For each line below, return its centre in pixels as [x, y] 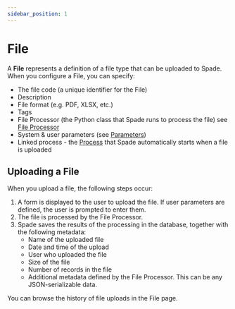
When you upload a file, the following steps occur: [80, 188]
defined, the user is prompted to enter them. [82, 210]
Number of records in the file [70, 269]
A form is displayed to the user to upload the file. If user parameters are [121, 202]
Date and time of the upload [68, 247]
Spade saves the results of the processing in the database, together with [123, 225]
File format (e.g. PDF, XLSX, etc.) [65, 104]
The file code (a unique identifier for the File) [82, 90]
